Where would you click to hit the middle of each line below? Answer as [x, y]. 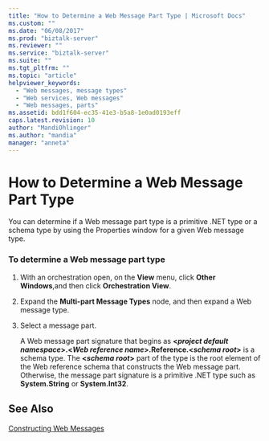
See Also [31, 409]
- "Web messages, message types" [71, 90]
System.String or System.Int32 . [74, 383]
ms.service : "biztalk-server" [59, 53]
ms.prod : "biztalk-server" [53, 38]
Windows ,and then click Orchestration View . [96, 285]
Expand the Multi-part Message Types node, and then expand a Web [136, 301]
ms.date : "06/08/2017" [46, 31]
